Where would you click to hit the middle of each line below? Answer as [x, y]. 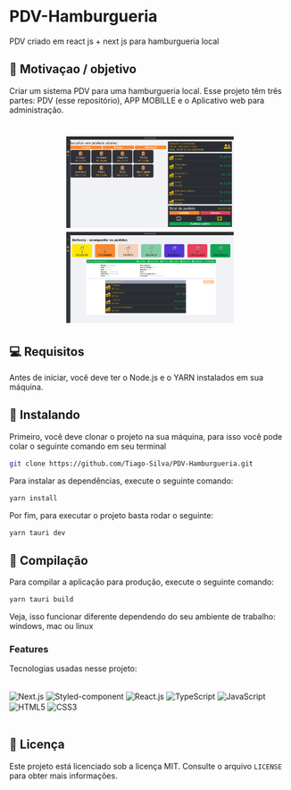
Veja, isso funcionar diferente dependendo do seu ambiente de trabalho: [143, 617]
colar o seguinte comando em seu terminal [88, 446]
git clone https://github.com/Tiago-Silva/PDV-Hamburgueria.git [131, 463]
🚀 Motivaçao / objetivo [73, 69]
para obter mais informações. [63, 776]
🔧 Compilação [49, 560]
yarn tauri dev [37, 533]
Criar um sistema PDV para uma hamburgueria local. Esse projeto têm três [146, 90]
